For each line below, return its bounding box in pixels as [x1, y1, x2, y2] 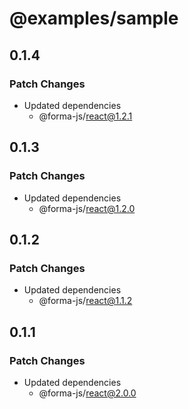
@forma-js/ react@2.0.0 [38, 387, 137, 399]
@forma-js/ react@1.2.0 [38, 202, 136, 214]
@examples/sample [9, 7, 179, 30]
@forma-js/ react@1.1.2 [38, 295, 133, 307]
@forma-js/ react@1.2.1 [38, 110, 133, 122]
